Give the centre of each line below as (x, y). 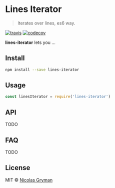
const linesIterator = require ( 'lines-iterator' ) (58, 97)
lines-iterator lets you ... (30, 42)
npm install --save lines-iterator (42, 69)
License (18, 168)
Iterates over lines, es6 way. (46, 23)
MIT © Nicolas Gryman (29, 180)
